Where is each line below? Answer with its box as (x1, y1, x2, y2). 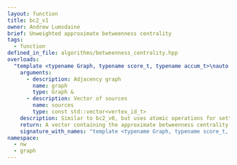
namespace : (7, 134, 39, 141)
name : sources (32, 102, 74, 109)
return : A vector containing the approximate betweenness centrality (20, 121, 229, 128)
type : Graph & (32, 88, 74, 95)
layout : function (7, 10, 59, 18)
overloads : (7, 56, 39, 63)
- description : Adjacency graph (25, 75, 121, 83)
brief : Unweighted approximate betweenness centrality (7, 29, 172, 37)
